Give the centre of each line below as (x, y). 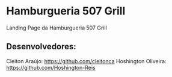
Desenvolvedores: (41, 47)
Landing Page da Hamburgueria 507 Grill (57, 28)
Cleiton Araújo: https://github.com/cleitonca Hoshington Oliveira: (86, 61)
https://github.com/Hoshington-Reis (51, 67)
